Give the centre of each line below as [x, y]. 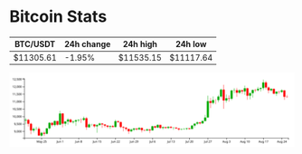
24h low [191, 44]
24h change [88, 44]
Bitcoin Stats [58, 17]
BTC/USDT [35, 44]
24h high [140, 44]
